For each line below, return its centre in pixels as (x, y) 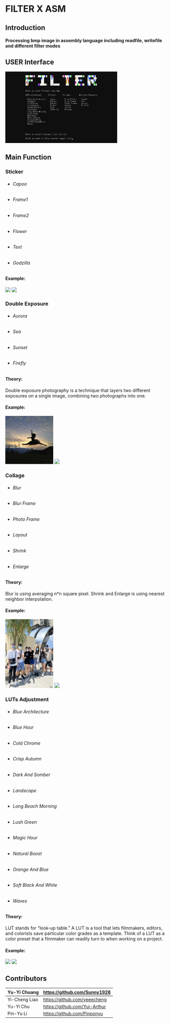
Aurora (20, 316)
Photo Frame (26, 519)
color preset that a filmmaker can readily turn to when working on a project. (84, 939)
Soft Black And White (35, 885)
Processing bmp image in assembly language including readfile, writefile (84, 41)
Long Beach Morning (35, 806)
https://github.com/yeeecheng (75, 999)
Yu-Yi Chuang (23, 992)
